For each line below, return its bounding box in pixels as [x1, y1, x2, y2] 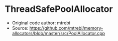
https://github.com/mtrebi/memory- [29, 25, 103, 31]
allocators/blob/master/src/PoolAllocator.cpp [12, 30, 105, 36]
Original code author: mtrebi [12, 20, 71, 26]
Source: [12, 25, 29, 31]
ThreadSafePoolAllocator [5, 3, 113, 15]
